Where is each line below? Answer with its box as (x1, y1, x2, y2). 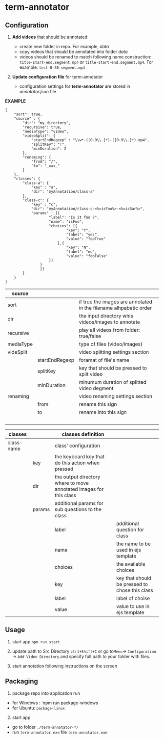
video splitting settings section (79, 349, 149, 355)
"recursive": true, (22, 125, 62, 130)
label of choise (116, 595, 150, 602)
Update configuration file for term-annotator (12, 74, 103, 79)
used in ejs (116, 547, 142, 553)
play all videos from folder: (79, 327, 140, 333)
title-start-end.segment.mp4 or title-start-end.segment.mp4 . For (19, 59, 154, 65)
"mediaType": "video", (22, 129, 69, 134)
